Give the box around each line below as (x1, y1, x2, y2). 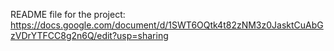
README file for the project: (10, 9, 126, 20)
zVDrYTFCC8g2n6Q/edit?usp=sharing (10, 30, 169, 41)
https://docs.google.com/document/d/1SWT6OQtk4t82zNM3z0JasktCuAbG (10, 19, 324, 31)
